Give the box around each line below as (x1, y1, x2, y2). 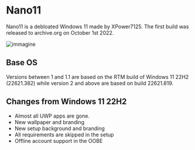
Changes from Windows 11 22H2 (6, 96, 127, 106)
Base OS (6, 58, 38, 68)
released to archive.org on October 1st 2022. (6, 29, 114, 36)
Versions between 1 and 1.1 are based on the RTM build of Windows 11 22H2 (6, 73, 189, 80)
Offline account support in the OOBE (14, 137, 103, 144)
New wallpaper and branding (14, 118, 85, 125)
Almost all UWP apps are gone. (14, 112, 90, 119)
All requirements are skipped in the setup (14, 131, 114, 138)
